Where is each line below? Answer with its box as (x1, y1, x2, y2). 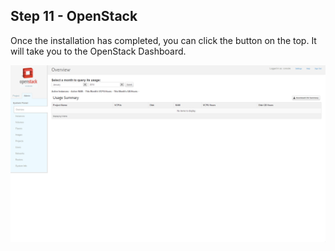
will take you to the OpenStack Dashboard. (10, 45, 187, 57)
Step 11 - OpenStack (10, 8, 138, 25)
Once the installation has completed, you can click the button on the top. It (10, 34, 317, 46)
